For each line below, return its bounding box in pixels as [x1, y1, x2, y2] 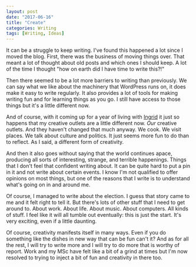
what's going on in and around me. [6, 181, 91, 189]
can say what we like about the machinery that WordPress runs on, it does [6, 83, 187, 90]
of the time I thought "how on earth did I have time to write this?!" [6, 65, 165, 72]
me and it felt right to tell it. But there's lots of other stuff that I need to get [6, 199, 185, 206]
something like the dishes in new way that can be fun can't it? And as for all [6, 235, 190, 242]
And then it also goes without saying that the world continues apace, [6, 150, 172, 157]
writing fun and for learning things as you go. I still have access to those [6, 95, 181, 103]
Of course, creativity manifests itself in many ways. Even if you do [6, 229, 167, 236]
